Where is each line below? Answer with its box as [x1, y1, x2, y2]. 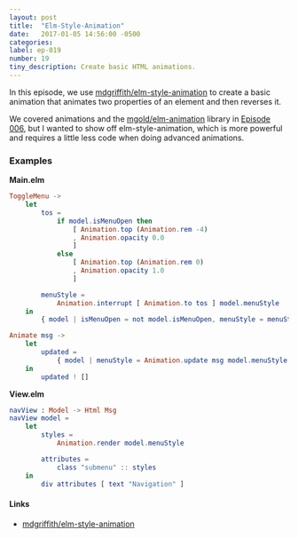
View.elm [9, 388, 44, 400]
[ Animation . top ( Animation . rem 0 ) [72, 258, 204, 267]
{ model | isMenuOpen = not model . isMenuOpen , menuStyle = [41, 315, 264, 324]
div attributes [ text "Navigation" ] [41, 479, 184, 488]
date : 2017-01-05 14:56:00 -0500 [9, 29, 141, 38]
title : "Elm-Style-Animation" [9, 21, 125, 30]
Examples [9, 154, 53, 167]
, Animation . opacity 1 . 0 [72, 266, 165, 275]
